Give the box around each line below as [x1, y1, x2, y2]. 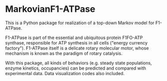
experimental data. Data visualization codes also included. [5, 70, 125, 76]
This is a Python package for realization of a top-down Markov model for [5, 20, 155, 26]
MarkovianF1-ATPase [5, 3, 96, 15]
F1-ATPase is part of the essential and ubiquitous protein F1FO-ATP [5, 35, 143, 40]
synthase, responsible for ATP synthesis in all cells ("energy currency [5, 40, 148, 45]
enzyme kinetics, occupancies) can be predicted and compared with [5, 65, 146, 71]
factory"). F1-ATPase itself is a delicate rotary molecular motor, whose [5, 45, 149, 51]
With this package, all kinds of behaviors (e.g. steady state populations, [5, 60, 152, 66]
